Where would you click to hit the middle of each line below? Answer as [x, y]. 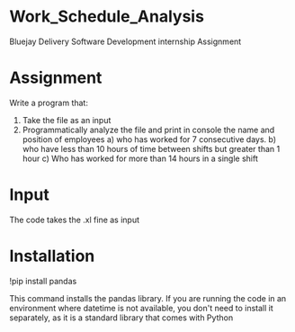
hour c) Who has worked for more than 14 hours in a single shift [140, 158]
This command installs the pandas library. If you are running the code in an [148, 298]
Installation [52, 256]
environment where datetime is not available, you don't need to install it [142, 308]
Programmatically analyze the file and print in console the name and [148, 130]
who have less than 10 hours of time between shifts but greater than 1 [151, 148]
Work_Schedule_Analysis [107, 17]
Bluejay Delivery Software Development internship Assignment [125, 41]
